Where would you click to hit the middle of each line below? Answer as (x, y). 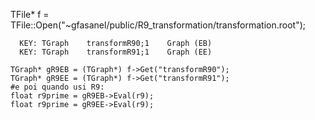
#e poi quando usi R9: (57, 87)
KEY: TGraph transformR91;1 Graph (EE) (116, 52)
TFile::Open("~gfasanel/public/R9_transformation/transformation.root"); (158, 25)
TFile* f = (30, 14)
